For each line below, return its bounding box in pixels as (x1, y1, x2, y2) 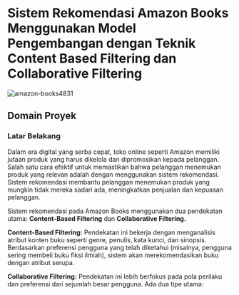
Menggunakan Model (7, 20, 137, 36)
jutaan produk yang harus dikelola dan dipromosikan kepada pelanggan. (7, 155, 220, 163)
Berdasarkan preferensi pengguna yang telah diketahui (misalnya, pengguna (7, 243, 232, 252)
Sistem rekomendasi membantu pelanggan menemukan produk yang (7, 177, 210, 186)
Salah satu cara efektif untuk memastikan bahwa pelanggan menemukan (7, 162, 221, 171)
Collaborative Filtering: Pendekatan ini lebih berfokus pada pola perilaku (7, 272, 223, 281)
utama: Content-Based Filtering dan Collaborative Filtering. (7, 214, 187, 222)
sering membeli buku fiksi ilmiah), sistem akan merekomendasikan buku (7, 251, 219, 259)
